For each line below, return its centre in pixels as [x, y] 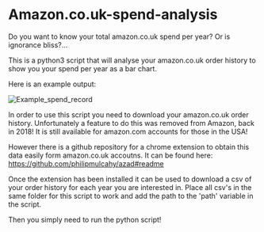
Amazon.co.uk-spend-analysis [113, 15]
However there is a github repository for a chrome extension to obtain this [129, 146]
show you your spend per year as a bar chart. [82, 68]
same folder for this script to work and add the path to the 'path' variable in [131, 196]
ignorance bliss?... [38, 44]
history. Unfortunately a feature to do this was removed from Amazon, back [132, 123]
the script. [25, 204]
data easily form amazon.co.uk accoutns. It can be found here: [111, 155]
